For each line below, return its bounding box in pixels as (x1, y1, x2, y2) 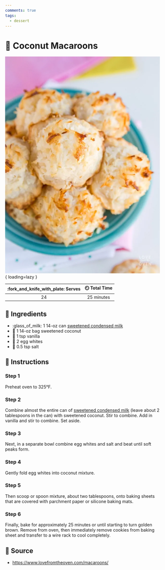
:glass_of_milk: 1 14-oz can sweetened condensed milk (12, 322, 123, 329)
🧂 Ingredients (5, 310, 47, 318)
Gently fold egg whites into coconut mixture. (5, 470, 95, 476)
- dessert (9, 18, 29, 23)
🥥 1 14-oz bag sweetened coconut (12, 328, 82, 334)
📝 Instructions (5, 358, 49, 366)
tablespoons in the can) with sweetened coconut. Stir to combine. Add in (5, 412, 153, 418)
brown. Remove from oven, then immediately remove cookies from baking (5, 527, 155, 533)
